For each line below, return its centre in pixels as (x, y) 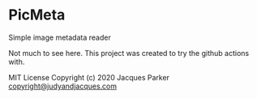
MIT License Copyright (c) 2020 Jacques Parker (89, 77)
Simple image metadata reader (60, 37)
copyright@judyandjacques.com (63, 86)
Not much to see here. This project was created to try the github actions (129, 53)
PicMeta (37, 15)
